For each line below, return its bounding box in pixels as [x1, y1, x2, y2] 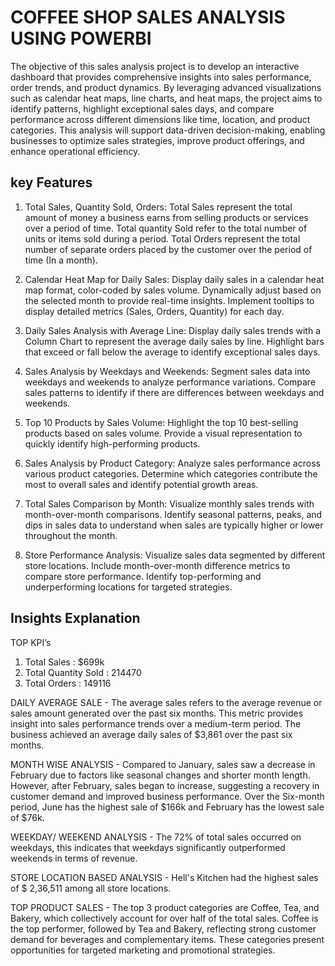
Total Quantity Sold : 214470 [24, 666, 142, 678]
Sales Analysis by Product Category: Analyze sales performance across [24, 457, 321, 469]
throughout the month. [24, 529, 118, 541]
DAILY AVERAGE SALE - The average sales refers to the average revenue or [10, 696, 323, 708]
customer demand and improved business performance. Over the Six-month [10, 790, 325, 802]
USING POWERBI [10, 27, 152, 50]
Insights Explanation [10, 610, 141, 627]
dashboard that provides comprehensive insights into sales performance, [10, 71, 312, 83]
